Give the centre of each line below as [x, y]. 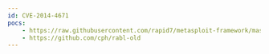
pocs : [16, 23]
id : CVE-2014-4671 [38, 15]
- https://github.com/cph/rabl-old [82, 38]
